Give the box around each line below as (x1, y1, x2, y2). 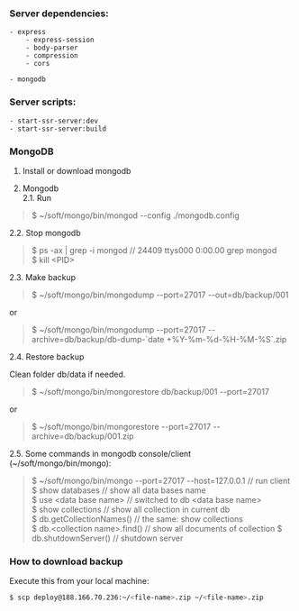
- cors (25, 59, 50, 68)
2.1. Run (22, 192, 52, 203)
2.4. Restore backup (9, 351, 85, 362)
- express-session (25, 35, 95, 45)
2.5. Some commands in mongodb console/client (9, 448, 192, 459)
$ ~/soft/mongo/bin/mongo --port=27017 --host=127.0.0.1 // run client (31, 475, 291, 486)
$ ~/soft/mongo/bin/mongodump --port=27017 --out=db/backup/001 (31, 289, 289, 300)
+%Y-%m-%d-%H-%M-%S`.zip (166, 333, 287, 344)
